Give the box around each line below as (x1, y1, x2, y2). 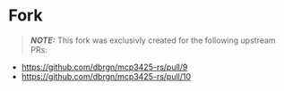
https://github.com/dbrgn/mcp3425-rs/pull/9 (21, 62, 188, 72)
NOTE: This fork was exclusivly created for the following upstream (30, 35, 276, 45)
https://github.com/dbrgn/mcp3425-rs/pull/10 (21, 70, 192, 81)
